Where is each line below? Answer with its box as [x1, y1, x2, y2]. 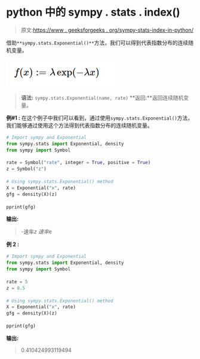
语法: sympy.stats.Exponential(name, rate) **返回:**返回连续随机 [20, 94, 184, 101]
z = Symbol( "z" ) [6, 166, 47, 172]
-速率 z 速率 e [20, 228, 53, 235]
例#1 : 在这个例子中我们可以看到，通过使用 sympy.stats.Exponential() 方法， [6, 114, 193, 121]
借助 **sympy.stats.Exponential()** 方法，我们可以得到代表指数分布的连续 [6, 39, 189, 46]
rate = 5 [6, 279, 28, 285]
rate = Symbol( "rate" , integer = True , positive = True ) [6, 160, 151, 166]
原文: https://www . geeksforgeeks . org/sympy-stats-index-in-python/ [20, 26, 194, 34]
